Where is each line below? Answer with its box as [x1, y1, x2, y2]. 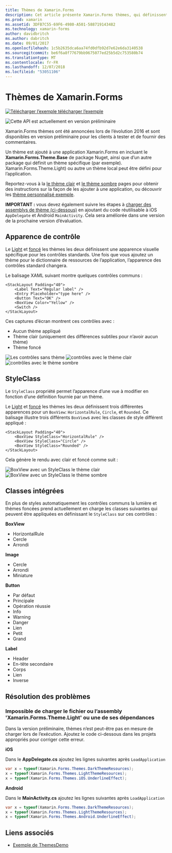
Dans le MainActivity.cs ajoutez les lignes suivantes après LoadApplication [5, 795, 165, 801]
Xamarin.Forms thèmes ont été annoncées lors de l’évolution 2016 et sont [5, 128, 160, 134]
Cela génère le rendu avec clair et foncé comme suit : [5, 456, 118, 463]
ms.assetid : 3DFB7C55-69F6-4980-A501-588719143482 [5, 21, 116, 27]
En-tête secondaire [12, 661, 54, 667]
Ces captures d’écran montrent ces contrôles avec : [5, 318, 115, 324]
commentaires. [5, 139, 37, 145]
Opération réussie [12, 603, 51, 609]
